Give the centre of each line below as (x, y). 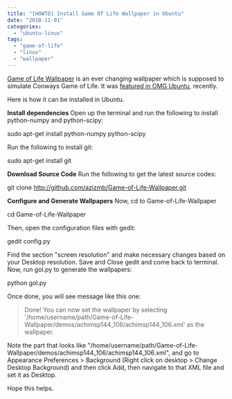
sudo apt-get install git (39, 160)
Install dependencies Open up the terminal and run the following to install (113, 112)
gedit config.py (29, 241)
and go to (186, 353)
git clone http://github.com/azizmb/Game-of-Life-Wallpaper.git (97, 187)
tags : (15, 40)
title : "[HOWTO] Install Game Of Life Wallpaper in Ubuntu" (96, 14)
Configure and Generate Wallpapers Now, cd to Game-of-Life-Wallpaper (112, 201)
